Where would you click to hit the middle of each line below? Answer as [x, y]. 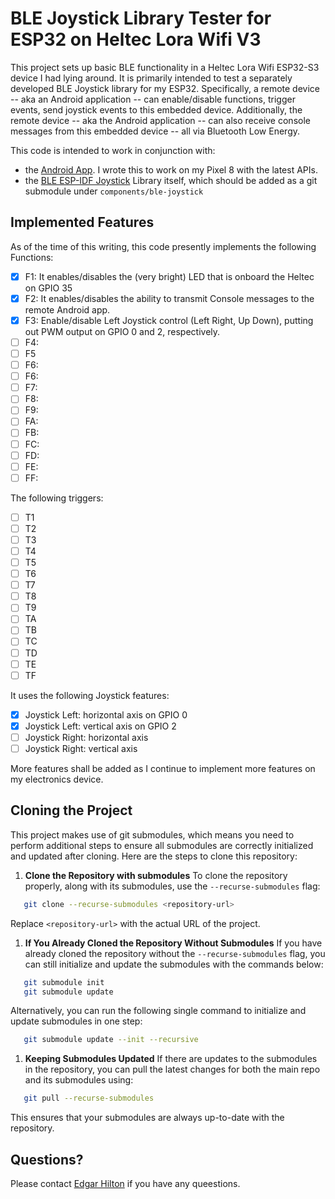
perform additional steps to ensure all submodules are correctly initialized [162, 845]
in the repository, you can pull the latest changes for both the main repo [172, 1069]
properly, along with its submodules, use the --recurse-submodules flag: [172, 886]
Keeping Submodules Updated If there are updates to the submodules [171, 1059]
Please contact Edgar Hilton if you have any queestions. [125, 1183]
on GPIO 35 [48, 288]
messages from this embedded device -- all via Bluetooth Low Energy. [155, 131]
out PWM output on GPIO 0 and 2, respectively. [122, 331]
